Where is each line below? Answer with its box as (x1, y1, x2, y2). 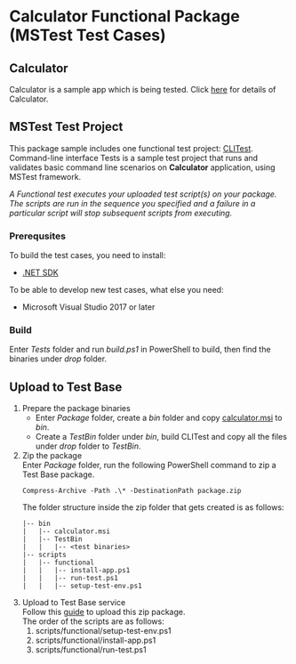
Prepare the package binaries (21, 403, 131, 414)
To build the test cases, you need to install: (9, 250, 166, 261)
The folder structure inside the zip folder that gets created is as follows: (21, 502, 284, 513)
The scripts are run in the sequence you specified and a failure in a (9, 198, 256, 208)
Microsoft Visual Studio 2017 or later (21, 302, 156, 312)
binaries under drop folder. (9, 353, 108, 364)
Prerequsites (9, 230, 67, 242)
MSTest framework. (9, 171, 82, 182)
